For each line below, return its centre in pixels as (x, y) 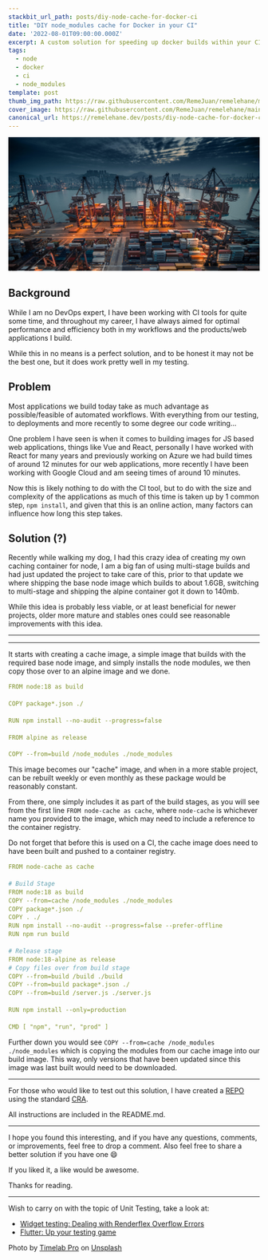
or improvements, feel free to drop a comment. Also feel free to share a (125, 1146)
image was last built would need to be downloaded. (93, 1067)
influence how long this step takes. (65, 513)
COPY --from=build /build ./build (66, 976)
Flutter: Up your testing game (68, 1232)
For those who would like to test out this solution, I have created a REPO (126, 1090)
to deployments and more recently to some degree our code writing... (122, 423)
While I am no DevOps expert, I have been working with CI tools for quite (128, 312)
